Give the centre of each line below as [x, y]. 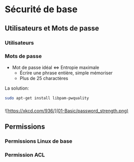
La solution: [17, 88]
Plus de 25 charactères [44, 78]
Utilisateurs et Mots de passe [52, 28]
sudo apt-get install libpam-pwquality [47, 98]
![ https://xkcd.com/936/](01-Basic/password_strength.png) [67, 111]
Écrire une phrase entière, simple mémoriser [66, 73]
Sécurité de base [41, 9]
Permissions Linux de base [39, 141]
